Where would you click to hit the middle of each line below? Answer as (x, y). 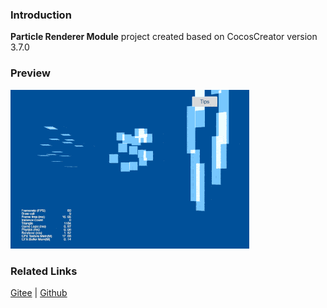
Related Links (44, 271)
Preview (30, 73)
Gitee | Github (39, 292)
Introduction (41, 15)
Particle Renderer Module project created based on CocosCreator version (164, 37)
